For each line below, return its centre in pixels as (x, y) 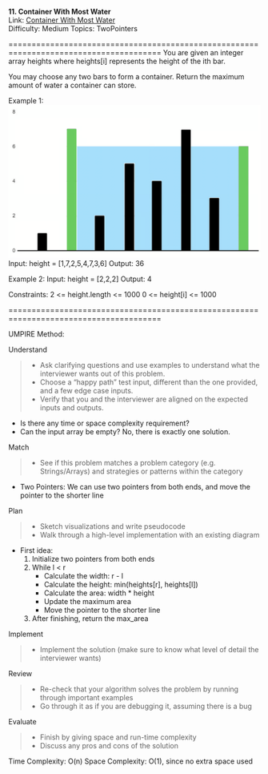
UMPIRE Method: (36, 334)
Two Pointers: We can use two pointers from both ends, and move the (135, 487)
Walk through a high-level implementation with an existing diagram (150, 535)
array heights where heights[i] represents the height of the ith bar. (117, 61)
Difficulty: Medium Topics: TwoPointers (73, 28)
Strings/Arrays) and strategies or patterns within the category (141, 471)
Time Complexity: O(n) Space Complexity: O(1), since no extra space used (131, 761)
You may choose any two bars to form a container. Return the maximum (126, 77)
